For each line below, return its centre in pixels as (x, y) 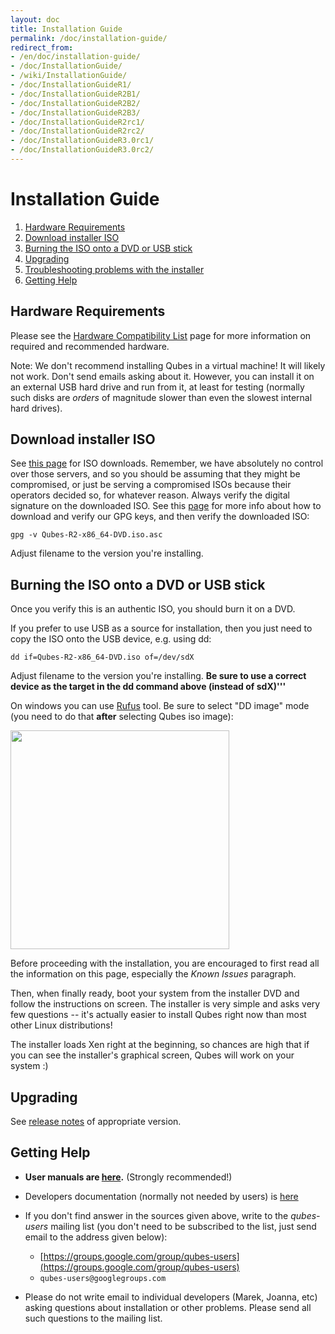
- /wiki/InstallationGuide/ (69, 76)
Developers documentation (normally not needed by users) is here (161, 1196)
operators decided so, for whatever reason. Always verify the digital (150, 495)
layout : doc (35, 19)
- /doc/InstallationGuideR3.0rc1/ (82, 141)
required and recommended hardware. (90, 346)
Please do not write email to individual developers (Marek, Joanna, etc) (171, 1297)
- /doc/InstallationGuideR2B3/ (75, 112)
